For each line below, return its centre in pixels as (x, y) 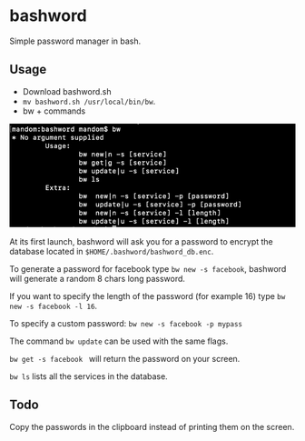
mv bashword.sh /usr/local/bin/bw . (89, 101)
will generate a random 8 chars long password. (98, 278)
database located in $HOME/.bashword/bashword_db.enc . (112, 251)
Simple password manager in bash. (75, 41)
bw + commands (54, 111)
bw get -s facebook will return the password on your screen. (125, 358)
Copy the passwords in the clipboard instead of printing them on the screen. (152, 426)
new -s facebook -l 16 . (54, 306)
